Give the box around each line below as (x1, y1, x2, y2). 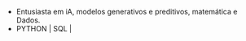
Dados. (15, 15, 41, 25)
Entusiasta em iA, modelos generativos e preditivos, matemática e (15, 7, 238, 16)
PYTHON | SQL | (15, 24, 72, 33)
